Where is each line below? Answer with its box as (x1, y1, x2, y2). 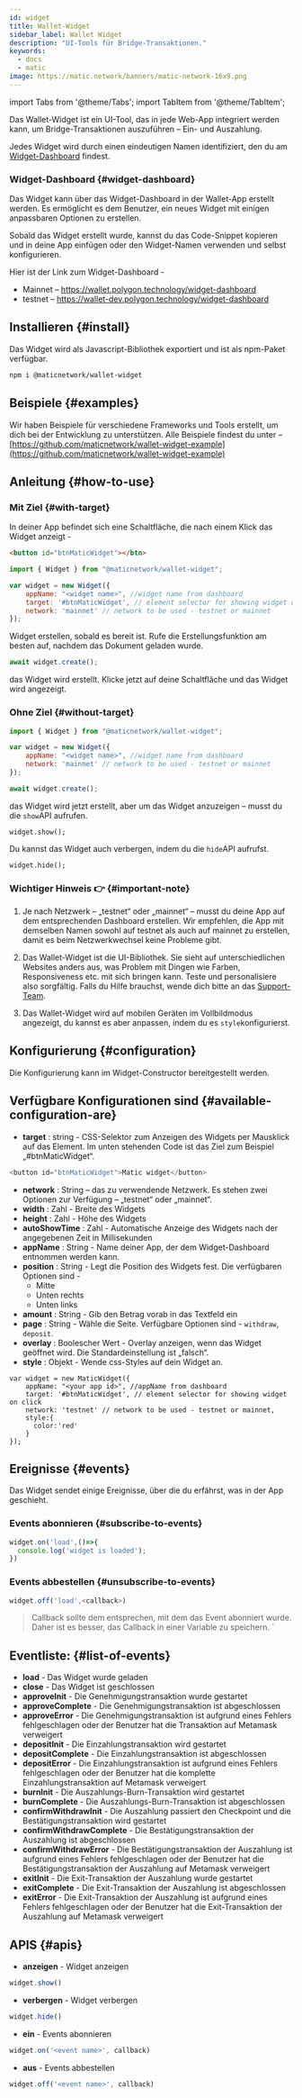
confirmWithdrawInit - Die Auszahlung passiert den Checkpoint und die (22, 1806, 291, 1817)
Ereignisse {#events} (9, 1460, 130, 1477)
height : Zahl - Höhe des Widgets (22, 1213, 147, 1224)
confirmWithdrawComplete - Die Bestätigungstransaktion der (22, 1825, 254, 1836)
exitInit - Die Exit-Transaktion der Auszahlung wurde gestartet (22, 1873, 253, 1884)
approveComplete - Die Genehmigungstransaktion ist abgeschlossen (22, 1701, 281, 1712)
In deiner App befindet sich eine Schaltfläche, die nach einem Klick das (9, 521, 273, 532)
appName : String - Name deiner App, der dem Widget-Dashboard (22, 1242, 270, 1252)
